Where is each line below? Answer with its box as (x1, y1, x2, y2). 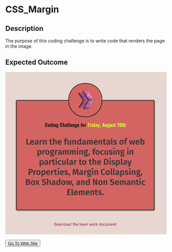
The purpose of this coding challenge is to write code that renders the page (5, 38, 165, 44)
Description (5, 24, 44, 33)
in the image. (5, 43, 33, 49)
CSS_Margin (5, 4, 59, 15)
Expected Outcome (5, 58, 68, 67)
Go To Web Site (8, 240, 38, 246)
